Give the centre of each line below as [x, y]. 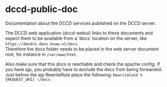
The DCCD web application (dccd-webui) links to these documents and [79, 33]
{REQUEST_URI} [20, 79]
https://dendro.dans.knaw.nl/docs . [42, 43]
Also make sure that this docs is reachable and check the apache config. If [82, 64]
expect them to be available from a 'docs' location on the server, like [76, 38]
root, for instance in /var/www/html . [41, 54]
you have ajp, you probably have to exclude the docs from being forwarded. [84, 69]
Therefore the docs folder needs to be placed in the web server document [82, 49]
